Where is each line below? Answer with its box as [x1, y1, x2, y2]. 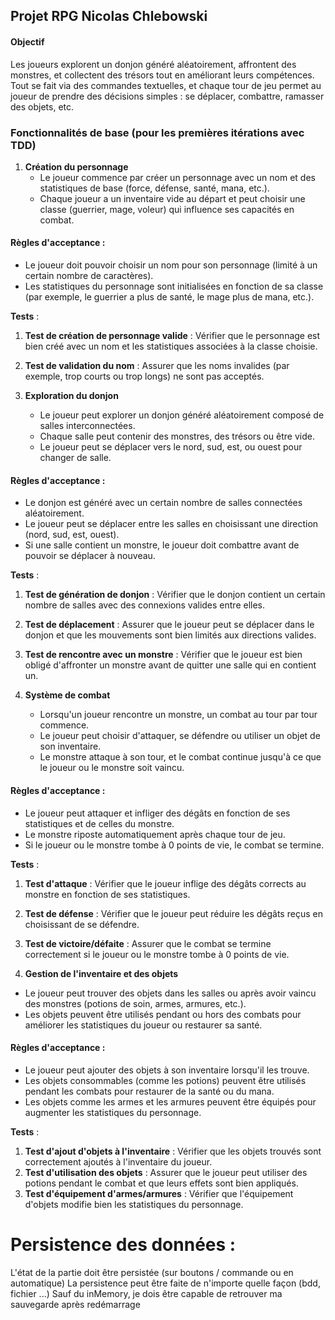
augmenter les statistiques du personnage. [24, 1106, 202, 1118]
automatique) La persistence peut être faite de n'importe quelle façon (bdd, [10, 1277, 321, 1289]
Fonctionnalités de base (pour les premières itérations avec [10, 125, 305, 139]
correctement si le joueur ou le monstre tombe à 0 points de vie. [24, 948, 290, 960]
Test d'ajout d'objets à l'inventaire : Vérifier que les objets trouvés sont [24, 1145, 322, 1157]
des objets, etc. [10, 100, 75, 113]
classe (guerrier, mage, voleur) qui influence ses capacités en [39, 203, 295, 215]
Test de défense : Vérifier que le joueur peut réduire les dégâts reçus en [24, 907, 323, 919]
